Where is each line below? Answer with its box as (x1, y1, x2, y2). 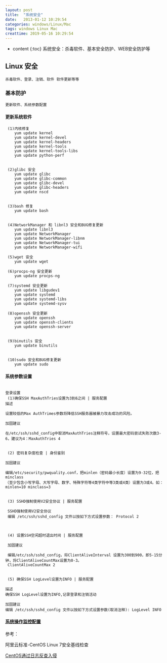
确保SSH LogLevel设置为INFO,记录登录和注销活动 (5, 592, 97, 597)
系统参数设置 (5, 373, 32, 379)
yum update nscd (14, 189, 49, 195)
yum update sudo (14, 362, 49, 367)
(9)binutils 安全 (7, 339, 43, 344)
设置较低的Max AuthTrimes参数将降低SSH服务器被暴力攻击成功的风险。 (5, 411, 135, 416)
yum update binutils (14, 343, 58, 349)
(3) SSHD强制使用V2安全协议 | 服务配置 (7, 499, 82, 504)
